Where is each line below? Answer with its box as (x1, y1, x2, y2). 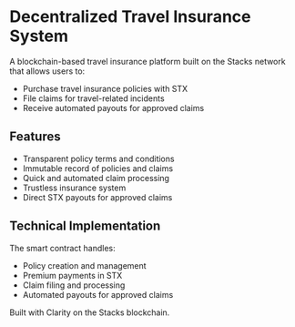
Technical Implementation (9, 219, 161, 234)
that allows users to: (9, 66, 86, 77)
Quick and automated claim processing (22, 172, 170, 183)
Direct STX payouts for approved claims (22, 191, 173, 202)
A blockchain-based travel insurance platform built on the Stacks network (9, 56, 286, 66)
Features (9, 129, 61, 145)
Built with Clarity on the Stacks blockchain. (9, 307, 170, 318)
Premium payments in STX (22, 270, 123, 281)
